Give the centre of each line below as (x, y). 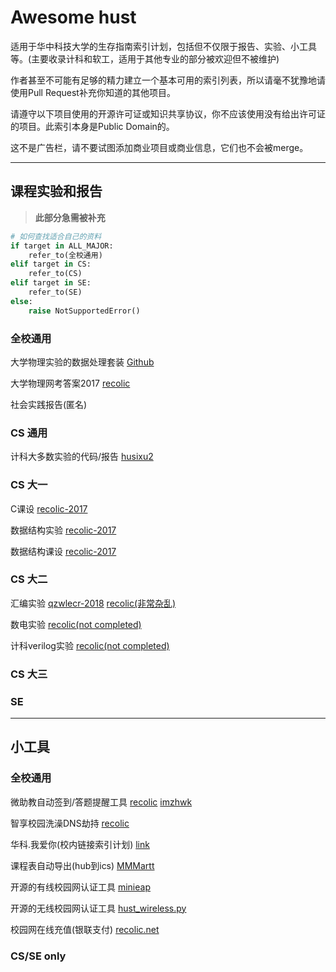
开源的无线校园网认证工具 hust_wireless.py (98, 908)
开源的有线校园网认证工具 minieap (80, 887)
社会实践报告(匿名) (49, 404)
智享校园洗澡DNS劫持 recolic (70, 823)
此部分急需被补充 (70, 217)
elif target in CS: (51, 264)
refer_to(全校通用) (65, 255)
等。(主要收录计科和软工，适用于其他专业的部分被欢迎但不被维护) (145, 58)
